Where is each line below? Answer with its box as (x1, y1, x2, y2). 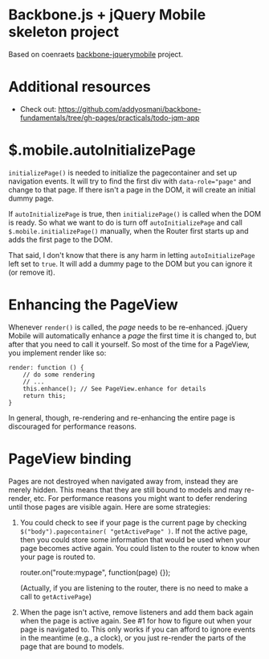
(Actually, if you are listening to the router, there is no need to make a (19, 582, 249, 593)
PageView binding (8, 450, 132, 468)
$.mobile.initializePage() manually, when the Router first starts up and (8, 226, 249, 235)
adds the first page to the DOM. (8, 234, 113, 244)
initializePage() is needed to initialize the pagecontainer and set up (8, 168, 238, 177)
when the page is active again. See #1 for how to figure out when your (19, 615, 252, 625)
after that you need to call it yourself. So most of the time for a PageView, (8, 339, 251, 349)
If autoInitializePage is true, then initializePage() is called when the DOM (8, 209, 262, 218)
